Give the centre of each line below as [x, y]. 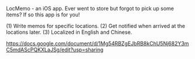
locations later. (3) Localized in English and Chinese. [69, 32]
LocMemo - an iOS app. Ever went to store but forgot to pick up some [90, 8]
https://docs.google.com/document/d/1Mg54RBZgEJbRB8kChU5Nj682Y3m [97, 44]
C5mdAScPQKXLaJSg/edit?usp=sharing [55, 50]
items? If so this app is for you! [43, 15]
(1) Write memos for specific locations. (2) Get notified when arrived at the [96, 26]
